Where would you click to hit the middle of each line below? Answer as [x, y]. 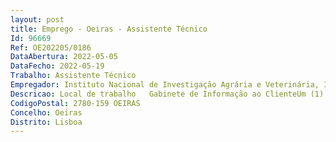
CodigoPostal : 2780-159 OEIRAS [75, 103]
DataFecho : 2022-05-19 [57, 66]
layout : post [37, 19]
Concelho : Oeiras [46, 112]
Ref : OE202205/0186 [51, 47]
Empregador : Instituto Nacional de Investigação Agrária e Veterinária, [165, 85]
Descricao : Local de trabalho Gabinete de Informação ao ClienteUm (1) [167, 94]
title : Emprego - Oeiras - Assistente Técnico [109, 29]
